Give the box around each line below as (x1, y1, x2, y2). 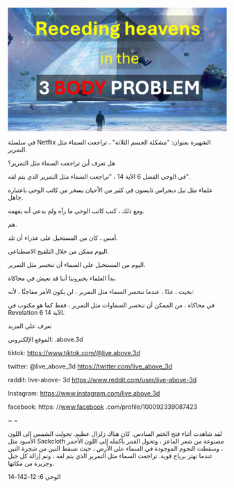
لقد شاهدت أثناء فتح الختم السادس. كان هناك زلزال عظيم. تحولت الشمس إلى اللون (8, 429, 223, 438)
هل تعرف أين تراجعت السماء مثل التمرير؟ (8, 158, 115, 167)
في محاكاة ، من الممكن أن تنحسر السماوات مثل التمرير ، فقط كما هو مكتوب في (8, 300, 215, 309)
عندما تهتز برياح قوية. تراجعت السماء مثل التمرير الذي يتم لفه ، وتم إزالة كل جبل (8, 451, 213, 459)
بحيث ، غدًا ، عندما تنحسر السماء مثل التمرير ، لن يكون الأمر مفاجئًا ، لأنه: (8, 287, 194, 295)
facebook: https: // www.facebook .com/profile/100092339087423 (8, 402, 197, 411)
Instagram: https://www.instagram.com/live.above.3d (8, 389, 160, 397)
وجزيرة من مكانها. (8, 459, 55, 467)
